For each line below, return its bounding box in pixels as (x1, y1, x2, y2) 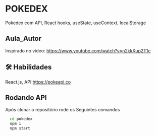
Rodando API (5, 93, 47, 102)
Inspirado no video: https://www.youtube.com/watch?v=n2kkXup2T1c (5, 47, 151, 53)
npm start (10, 126, 30, 131)
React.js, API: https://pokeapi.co (5, 79, 71, 85)
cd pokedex (10, 116, 33, 121)
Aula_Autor (5, 34, 42, 43)
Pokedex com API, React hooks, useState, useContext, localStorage (5, 20, 146, 26)
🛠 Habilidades (5, 63, 52, 72)
